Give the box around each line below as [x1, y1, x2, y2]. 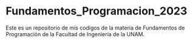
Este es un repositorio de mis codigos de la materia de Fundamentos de [5, 24, 185, 31]
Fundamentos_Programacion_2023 [5, 4, 188, 18]
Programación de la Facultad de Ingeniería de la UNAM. [5, 30, 145, 37]
